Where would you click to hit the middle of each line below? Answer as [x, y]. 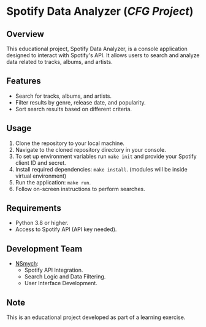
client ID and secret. [40, 163]
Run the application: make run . [53, 182]
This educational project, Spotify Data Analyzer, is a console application [97, 49]
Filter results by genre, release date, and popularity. [80, 102]
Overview [25, 34]
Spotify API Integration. [54, 270]
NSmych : [27, 264]
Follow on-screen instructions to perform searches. [80, 189]
